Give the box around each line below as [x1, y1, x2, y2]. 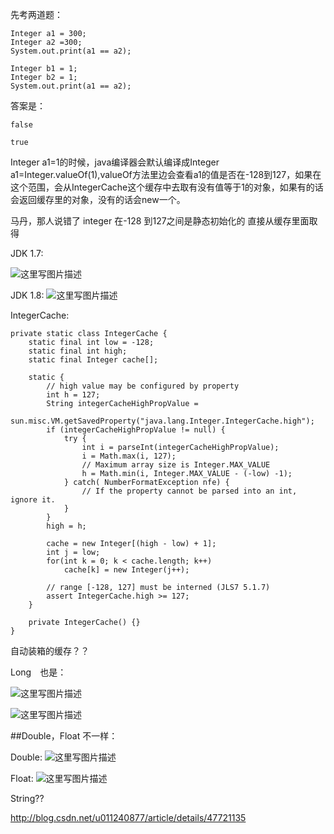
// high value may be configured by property [46, 381, 240, 391]
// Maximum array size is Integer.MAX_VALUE [81, 460, 271, 470]
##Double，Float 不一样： [10, 730, 118, 742]
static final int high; [28, 346, 128, 356]
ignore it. [10, 495, 56, 505]
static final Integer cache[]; [28, 355, 159, 365]
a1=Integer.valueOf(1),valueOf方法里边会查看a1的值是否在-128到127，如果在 [10, 169, 322, 180]
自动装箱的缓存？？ [10, 645, 90, 657]
